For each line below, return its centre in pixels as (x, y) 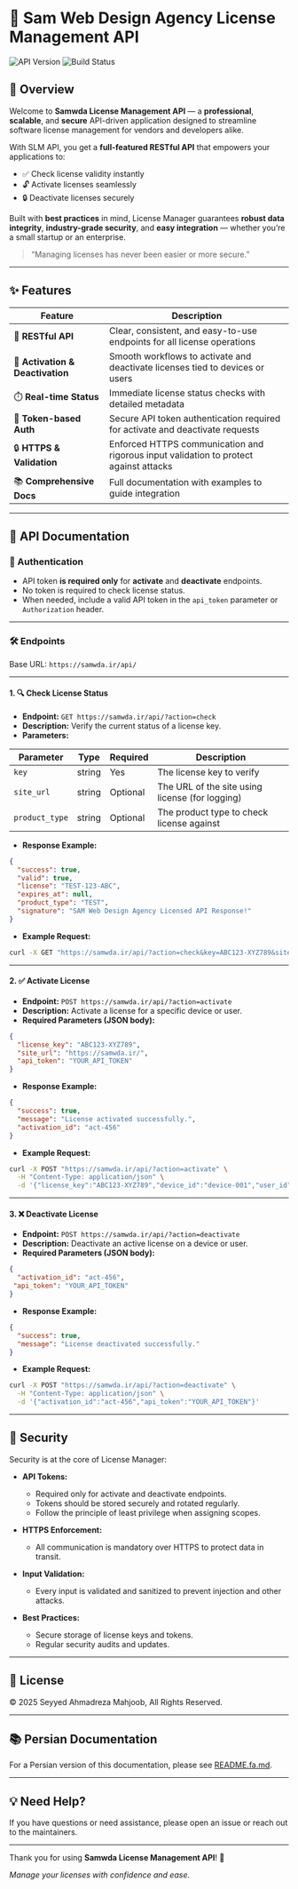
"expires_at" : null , (55, 895)
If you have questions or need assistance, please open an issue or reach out (149, 1823)
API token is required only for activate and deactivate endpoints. (142, 581)
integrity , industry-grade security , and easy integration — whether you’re (147, 227)
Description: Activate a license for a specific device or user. (132, 1010)
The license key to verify (208, 772)
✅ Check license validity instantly (83, 173)
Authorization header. (63, 610)
